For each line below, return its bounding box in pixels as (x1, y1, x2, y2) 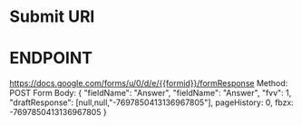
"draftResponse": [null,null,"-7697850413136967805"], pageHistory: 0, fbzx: (9, 97, 295, 108)
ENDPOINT (9, 48, 93, 69)
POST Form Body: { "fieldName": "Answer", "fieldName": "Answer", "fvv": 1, (9, 88, 292, 99)
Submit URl (9, 6, 95, 27)
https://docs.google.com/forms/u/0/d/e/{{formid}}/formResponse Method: (9, 78, 288, 89)
